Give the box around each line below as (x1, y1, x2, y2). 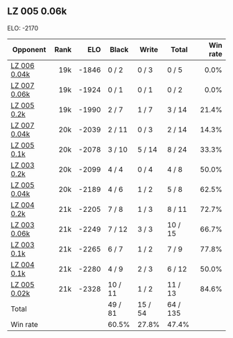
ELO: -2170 (7, 24, 39, 32)
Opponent (12, 44, 46, 54)
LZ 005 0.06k (7, 6, 67, 17)
